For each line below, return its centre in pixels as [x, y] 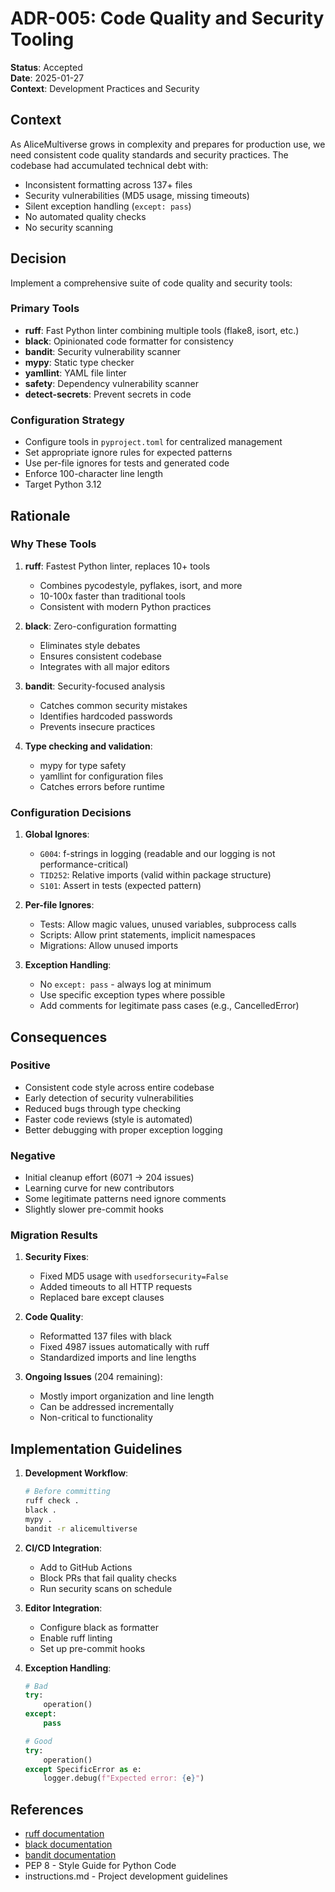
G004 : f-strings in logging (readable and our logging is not [157, 854]
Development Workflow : [76, 1473]
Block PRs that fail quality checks [108, 1578]
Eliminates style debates [90, 645]
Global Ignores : [57, 834]
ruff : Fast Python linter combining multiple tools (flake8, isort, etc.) [162, 330]
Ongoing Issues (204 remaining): [93, 1377]
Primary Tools [45, 309]
